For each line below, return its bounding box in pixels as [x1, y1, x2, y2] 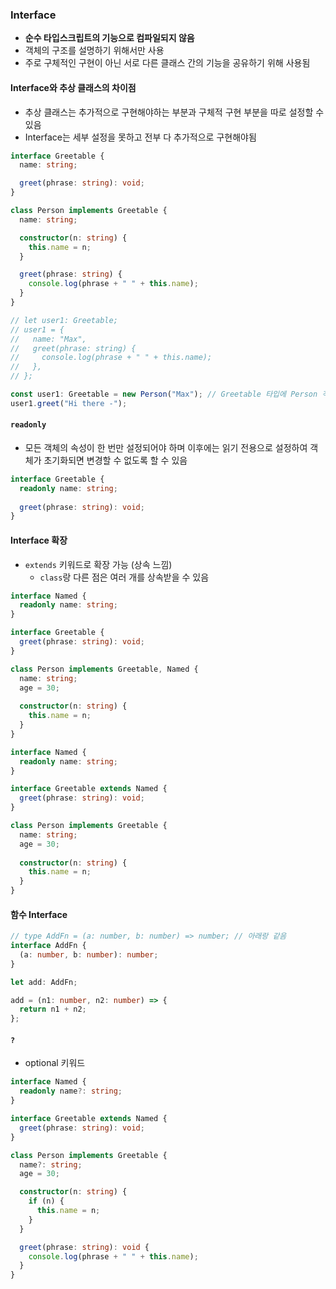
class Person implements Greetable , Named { [10, 664, 199, 674]
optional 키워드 [24, 1057, 86, 1069]
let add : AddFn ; [10, 977, 78, 987]
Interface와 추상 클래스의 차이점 [10, 81, 137, 93]
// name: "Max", [10, 334, 87, 344]
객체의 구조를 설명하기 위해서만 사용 [24, 44, 165, 57]
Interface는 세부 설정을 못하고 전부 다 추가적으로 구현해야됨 [24, 131, 257, 143]
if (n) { [28, 1196, 65, 1207]
